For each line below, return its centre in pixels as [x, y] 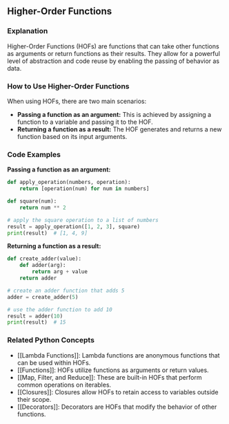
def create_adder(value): [44, 259]
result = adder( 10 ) [35, 316]
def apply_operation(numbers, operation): [69, 183]
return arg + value [60, 272]
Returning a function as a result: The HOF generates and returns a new [119, 129]
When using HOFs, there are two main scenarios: [77, 101]
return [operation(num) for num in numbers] [84, 189]
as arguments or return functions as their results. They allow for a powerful [114, 53]
